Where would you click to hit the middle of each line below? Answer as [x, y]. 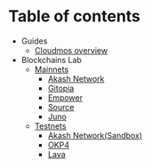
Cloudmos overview [71, 50]
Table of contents [75, 16]
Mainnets [52, 69]
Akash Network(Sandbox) [95, 135]
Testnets [50, 125]
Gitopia [61, 88]
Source [61, 107]
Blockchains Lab [51, 60]
